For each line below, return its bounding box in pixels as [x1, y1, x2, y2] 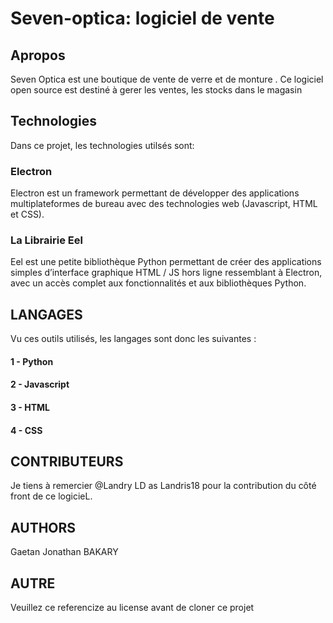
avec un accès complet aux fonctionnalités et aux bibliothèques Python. [10, 277, 307, 289]
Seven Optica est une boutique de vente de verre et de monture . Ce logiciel [10, 73, 324, 85]
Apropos [10, 47, 66, 64]
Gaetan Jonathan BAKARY [10, 546, 119, 558]
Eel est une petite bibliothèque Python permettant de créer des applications [10, 256, 322, 268]
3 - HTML [10, 402, 50, 413]
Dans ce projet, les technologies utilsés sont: [10, 139, 195, 151]
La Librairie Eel [10, 233, 83, 247]
